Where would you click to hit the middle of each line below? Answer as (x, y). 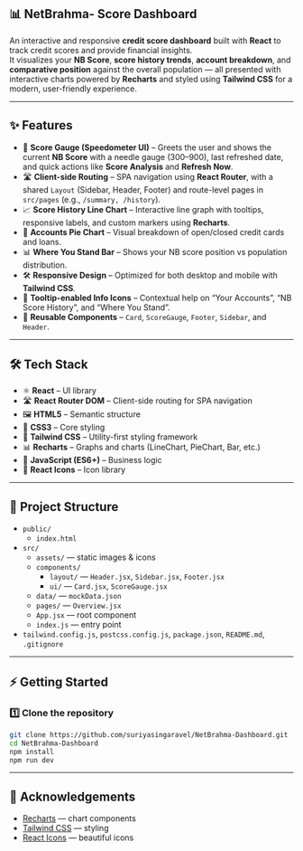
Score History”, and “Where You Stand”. (96, 307)
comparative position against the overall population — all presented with (145, 69)
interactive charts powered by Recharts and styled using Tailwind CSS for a (151, 79)
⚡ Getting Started (59, 681)
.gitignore (43, 645)
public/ (37, 530)
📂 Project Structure (64, 507)
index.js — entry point (78, 625)
